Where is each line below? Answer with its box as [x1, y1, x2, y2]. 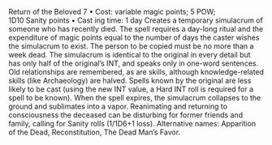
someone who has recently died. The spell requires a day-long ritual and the [8, 24, 264, 33]
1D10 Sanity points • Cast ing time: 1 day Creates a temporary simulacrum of [8, 15, 264, 25]
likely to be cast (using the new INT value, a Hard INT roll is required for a [8, 84, 254, 94]
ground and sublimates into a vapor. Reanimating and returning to [8, 101, 228, 111]
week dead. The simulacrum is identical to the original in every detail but [8, 50, 251, 59]
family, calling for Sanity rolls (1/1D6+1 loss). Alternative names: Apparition [8, 119, 257, 128]
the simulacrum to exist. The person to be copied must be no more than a [8, 41, 254, 51]
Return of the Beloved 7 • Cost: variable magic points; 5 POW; [8, 7, 216, 16]
